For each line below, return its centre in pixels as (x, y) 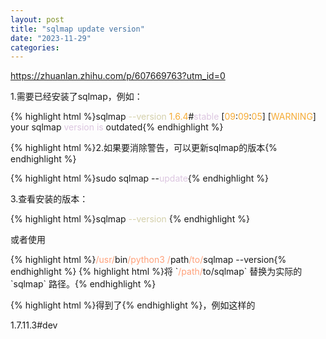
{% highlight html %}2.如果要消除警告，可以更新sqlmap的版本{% (144, 148)
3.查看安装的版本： (49, 199)
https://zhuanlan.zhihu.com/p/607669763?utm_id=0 (118, 76)
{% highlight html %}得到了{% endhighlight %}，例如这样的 (133, 305)
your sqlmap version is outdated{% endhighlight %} (117, 127)
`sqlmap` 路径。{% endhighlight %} (83, 284)
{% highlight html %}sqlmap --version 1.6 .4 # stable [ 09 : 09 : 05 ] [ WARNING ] (163, 117)
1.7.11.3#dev (34, 325)
